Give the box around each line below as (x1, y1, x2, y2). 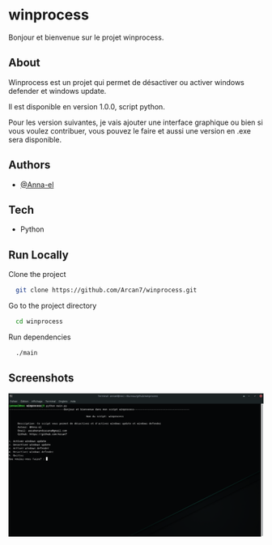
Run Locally (8, 248, 69, 262)
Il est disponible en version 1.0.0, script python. (8, 101, 166, 111)
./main (15, 348, 38, 357)
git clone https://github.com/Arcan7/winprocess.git (15, 286, 198, 295)
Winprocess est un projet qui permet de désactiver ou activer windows (8, 77, 244, 87)
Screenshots (8, 371, 74, 385)
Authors (8, 158, 51, 172)
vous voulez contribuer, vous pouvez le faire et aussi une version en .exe (8, 126, 251, 135)
